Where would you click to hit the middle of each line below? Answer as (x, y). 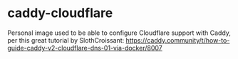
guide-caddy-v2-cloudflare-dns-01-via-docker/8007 (85, 48)
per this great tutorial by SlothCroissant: (66, 40)
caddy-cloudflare (60, 13)
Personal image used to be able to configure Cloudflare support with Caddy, (119, 33)
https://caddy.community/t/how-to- (178, 40)
